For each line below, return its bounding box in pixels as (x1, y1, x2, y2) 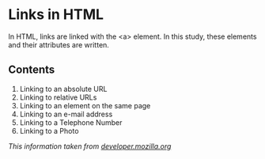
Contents (8, 63, 55, 77)
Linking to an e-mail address (19, 109, 113, 119)
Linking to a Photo (19, 126, 79, 135)
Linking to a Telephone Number (19, 117, 123, 127)
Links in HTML (8, 6, 104, 24)
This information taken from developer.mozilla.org (8, 141, 172, 151)
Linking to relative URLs (19, 93, 97, 102)
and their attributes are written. (8, 40, 109, 49)
